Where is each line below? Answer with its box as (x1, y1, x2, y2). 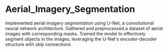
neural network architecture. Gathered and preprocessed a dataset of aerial (5, 25, 163, 31)
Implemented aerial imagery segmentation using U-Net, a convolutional (5, 20, 154, 26)
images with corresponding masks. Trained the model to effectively (5, 30, 146, 36)
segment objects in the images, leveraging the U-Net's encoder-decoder (5, 36, 157, 42)
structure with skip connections (5, 41, 71, 47)
